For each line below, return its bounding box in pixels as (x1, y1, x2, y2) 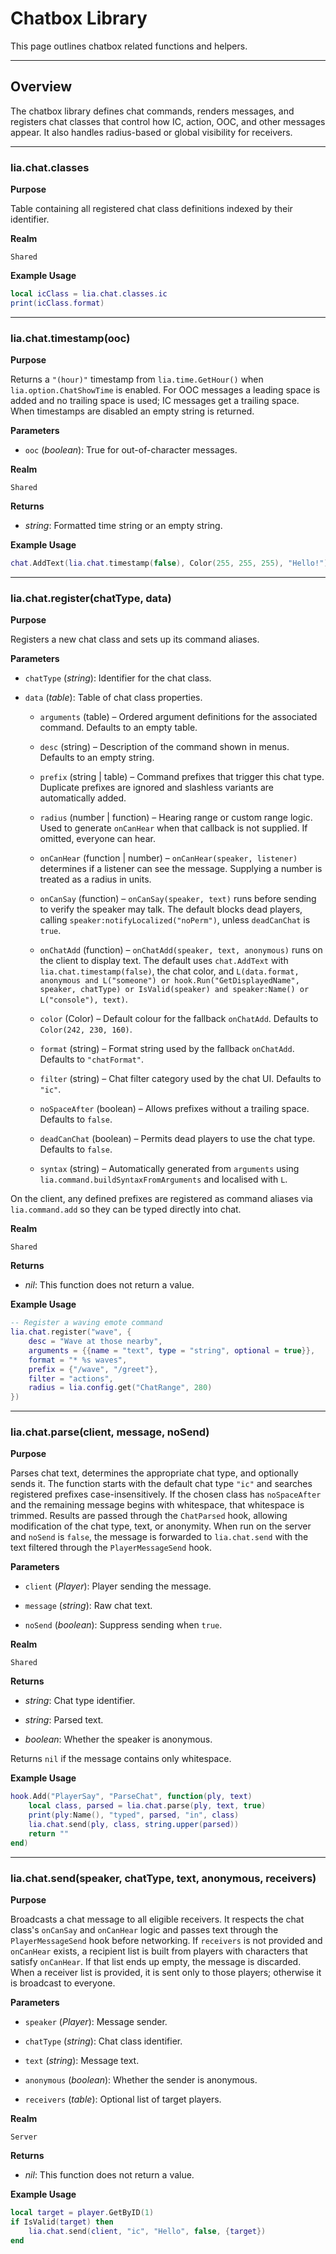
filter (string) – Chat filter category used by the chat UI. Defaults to (39, 1073, 322, 1085)
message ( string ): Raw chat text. (24, 1600, 153, 1612)
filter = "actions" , (28, 1373, 114, 1384)
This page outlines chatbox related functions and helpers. (10, 40, 248, 52)
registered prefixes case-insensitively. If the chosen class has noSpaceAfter (10, 1488, 322, 1501)
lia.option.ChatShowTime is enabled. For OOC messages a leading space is (10, 384, 321, 396)
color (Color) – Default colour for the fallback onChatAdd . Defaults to (39, 1013, 319, 1025)
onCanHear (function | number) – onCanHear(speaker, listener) (39, 852, 298, 864)
